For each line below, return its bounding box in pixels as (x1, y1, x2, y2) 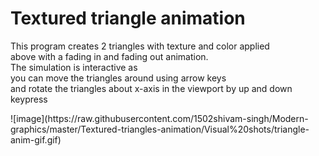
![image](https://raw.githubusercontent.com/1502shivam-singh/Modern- (10, 112, 309, 124)
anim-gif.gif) (10, 133, 62, 146)
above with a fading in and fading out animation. (10, 50, 209, 62)
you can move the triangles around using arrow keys (10, 72, 227, 84)
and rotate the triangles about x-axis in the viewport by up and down (10, 82, 293, 94)
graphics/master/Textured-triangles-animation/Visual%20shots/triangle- (10, 123, 310, 135)
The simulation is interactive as (10, 61, 138, 73)
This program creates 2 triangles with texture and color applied (10, 40, 270, 52)
